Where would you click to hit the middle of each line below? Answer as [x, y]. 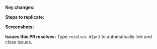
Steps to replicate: [25, 17]
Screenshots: [20, 27]
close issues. [19, 42]
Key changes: [20, 7]
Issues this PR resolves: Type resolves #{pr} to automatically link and [78, 37]
